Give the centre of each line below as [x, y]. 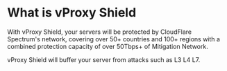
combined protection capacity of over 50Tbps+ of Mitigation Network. [108, 46]
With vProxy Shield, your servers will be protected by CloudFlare [100, 32]
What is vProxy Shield [72, 13]
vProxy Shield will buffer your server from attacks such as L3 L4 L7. [104, 59]
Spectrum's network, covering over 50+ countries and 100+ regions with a [114, 39]
